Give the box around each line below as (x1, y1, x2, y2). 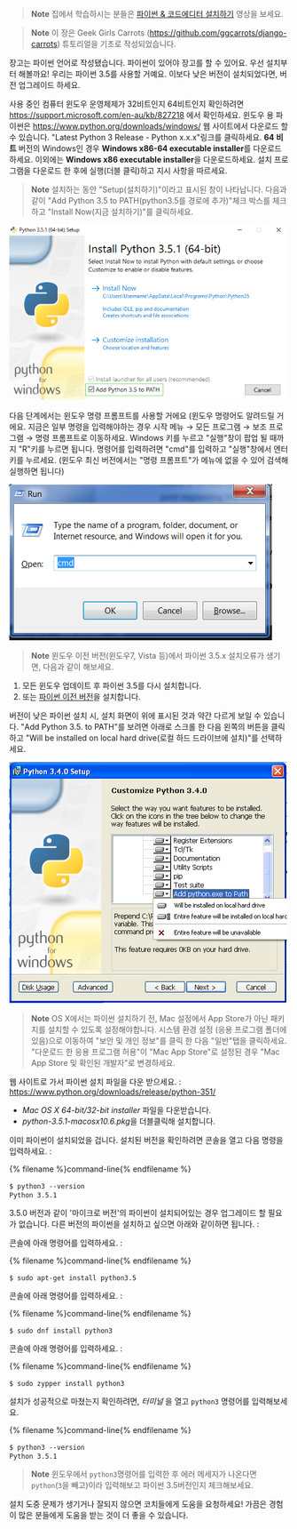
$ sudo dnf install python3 (9, 1326, 113, 1336)
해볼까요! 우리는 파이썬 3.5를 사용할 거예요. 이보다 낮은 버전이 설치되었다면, (18, 68, 278, 79)
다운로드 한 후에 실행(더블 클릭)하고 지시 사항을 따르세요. (32, 165, 228, 176)
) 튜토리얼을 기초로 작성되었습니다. (57, 39, 176, 49)
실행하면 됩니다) (9, 466, 65, 476)
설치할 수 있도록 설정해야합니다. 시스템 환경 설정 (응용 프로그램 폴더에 (47, 1024, 287, 1035)
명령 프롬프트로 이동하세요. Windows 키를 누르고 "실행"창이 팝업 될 (35, 433, 268, 444)
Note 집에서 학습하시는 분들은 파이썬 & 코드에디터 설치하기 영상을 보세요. (30, 9, 284, 19)
